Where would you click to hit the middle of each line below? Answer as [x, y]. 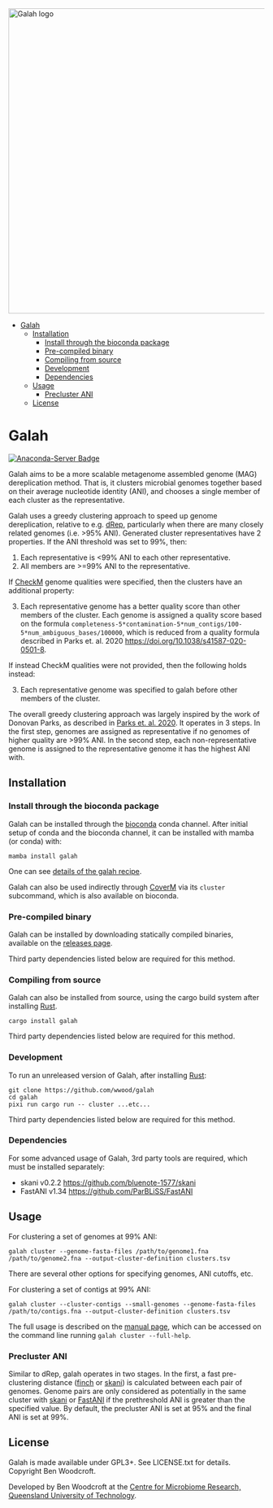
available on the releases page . [61, 942]
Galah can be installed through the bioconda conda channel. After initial [128, 824]
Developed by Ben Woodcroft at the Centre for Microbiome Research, [125, 1486]
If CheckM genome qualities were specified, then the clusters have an [126, 582]
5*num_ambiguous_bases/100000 [71, 633]
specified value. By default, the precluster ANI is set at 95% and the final [130, 1408]
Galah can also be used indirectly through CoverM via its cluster [117, 887]
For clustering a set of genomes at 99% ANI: [83, 1236]
